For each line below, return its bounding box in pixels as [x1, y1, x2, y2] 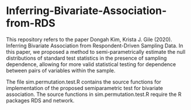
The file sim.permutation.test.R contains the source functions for [6, 78, 162, 85]
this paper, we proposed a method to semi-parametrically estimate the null [6, 48, 186, 55]
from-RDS [6, 16, 55, 30]
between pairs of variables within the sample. [6, 67, 116, 74]
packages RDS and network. [6, 97, 75, 104]
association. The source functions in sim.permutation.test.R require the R [6, 91, 182, 98]
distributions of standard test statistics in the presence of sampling [6, 54, 167, 61]
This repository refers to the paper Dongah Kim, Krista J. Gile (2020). [6, 36, 172, 43]
